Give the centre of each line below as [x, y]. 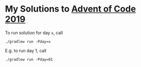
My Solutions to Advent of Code [70, 9]
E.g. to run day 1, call [26, 50]
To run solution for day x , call [34, 33]
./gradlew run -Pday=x [28, 42]
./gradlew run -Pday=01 [29, 59]
